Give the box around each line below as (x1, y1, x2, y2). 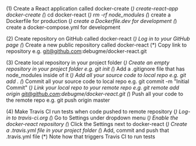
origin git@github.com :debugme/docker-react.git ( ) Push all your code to (6, 91, 184, 97)
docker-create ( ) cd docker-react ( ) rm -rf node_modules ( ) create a (6, 11, 171, 18)
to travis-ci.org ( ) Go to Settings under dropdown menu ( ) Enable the (11, 114, 178, 121)
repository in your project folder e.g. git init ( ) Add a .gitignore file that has (6, 65, 185, 72)
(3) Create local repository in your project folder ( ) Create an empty (6, 59, 170, 66)
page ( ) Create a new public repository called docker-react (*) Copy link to (6, 41, 187, 48)
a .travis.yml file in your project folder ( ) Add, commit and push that (6, 127, 170, 134)
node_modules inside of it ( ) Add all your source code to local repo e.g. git (6, 72, 187, 78)
